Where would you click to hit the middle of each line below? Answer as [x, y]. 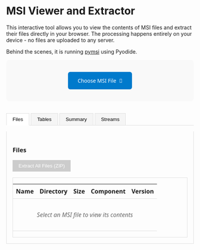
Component [108, 191]
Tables [44, 119]
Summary [76, 119]
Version [143, 191]
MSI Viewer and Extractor [71, 11]
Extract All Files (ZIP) [42, 166]
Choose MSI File [97, 80]
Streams [110, 119]
